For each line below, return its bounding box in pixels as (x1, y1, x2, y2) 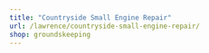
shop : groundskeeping (9, 30, 91, 39)
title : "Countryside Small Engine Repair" (9, 13, 172, 22)
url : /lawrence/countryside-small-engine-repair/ (9, 22, 201, 31)
